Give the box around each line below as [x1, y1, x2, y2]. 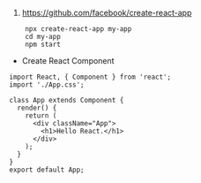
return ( [25, 111, 57, 120]
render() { [17, 103, 57, 112]
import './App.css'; [9, 80, 86, 89]
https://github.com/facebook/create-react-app [21, 8, 192, 18]
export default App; [9, 165, 86, 174]
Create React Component [21, 56, 115, 65]
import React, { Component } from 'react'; [9, 72, 172, 81]
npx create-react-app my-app [25, 25, 132, 34]
